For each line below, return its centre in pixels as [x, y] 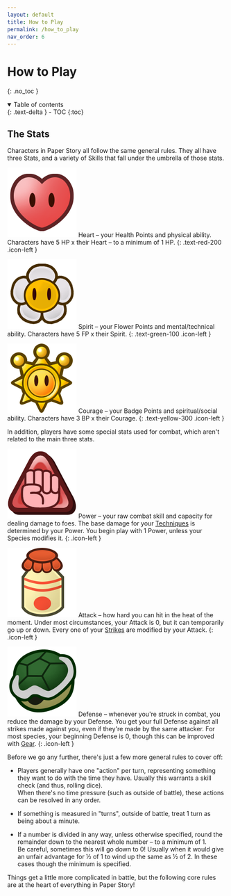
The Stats [28, 134]
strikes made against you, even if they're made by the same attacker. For [111, 729]
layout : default [31, 15]
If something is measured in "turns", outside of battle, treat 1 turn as [114, 814]
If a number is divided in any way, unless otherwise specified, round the [120, 834]
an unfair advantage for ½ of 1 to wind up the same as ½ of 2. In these [117, 856]
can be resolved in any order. [59, 800]
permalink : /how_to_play [43, 29]
